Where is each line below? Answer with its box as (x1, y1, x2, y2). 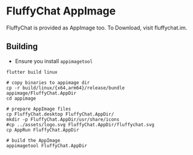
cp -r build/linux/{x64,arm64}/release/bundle (6, 85, 125, 91)
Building (6, 41, 38, 52)
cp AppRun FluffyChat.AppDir (6, 127, 79, 133)
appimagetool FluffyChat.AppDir (6, 142, 87, 148)
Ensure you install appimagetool (14, 57, 93, 64)
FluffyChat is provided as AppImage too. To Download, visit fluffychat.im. (6, 24, 188, 31)
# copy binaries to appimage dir (6, 79, 90, 85)
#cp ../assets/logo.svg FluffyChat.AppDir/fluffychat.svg (6, 121, 155, 127)
